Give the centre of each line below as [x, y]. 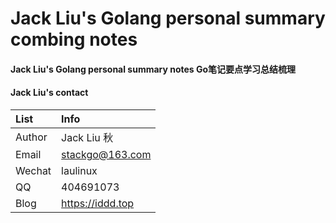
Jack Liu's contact [49, 93]
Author [31, 137]
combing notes [74, 39]
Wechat [33, 170]
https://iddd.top [98, 203]
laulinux [79, 170]
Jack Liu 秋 [87, 137]
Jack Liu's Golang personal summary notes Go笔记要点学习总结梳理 [153, 69]
